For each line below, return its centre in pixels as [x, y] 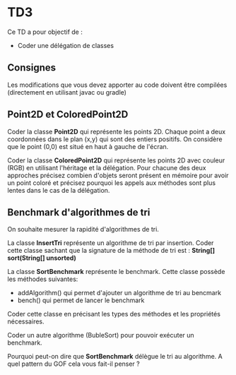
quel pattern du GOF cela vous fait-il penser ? [73, 364]
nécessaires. [26, 321]
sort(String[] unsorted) [42, 258]
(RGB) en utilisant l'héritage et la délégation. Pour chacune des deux [107, 167]
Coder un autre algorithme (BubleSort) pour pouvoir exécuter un [101, 335]
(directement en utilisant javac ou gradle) [67, 92]
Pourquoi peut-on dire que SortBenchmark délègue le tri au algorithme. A [115, 357]
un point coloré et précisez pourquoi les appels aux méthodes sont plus [112, 183]
